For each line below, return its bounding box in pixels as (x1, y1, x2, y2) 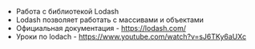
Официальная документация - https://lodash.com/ (15, 24, 187, 32)
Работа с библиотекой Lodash (15, 7, 119, 16)
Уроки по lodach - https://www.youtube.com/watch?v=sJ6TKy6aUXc (15, 32, 247, 41)
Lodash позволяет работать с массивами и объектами (15, 15, 204, 24)
